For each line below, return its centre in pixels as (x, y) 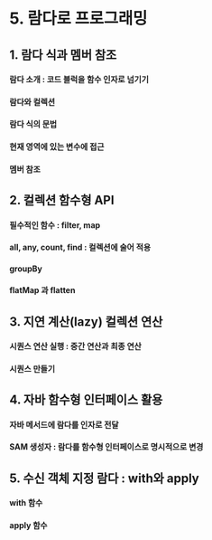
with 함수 (26, 503)
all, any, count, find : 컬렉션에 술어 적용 (80, 247)
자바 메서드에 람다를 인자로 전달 (64, 424)
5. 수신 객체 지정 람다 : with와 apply (105, 478)
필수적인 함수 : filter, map (55, 225)
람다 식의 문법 (33, 124)
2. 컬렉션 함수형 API (62, 200)
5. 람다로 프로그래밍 (78, 19)
